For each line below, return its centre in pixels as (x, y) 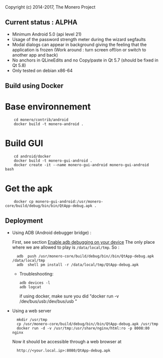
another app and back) (35, 55)
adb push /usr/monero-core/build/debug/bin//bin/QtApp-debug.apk (85, 256)
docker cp (24, 202)
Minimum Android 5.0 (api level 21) (47, 34)
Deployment (24, 221)
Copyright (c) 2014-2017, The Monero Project (50, 7)
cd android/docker (32, 157)
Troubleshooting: (36, 274)
